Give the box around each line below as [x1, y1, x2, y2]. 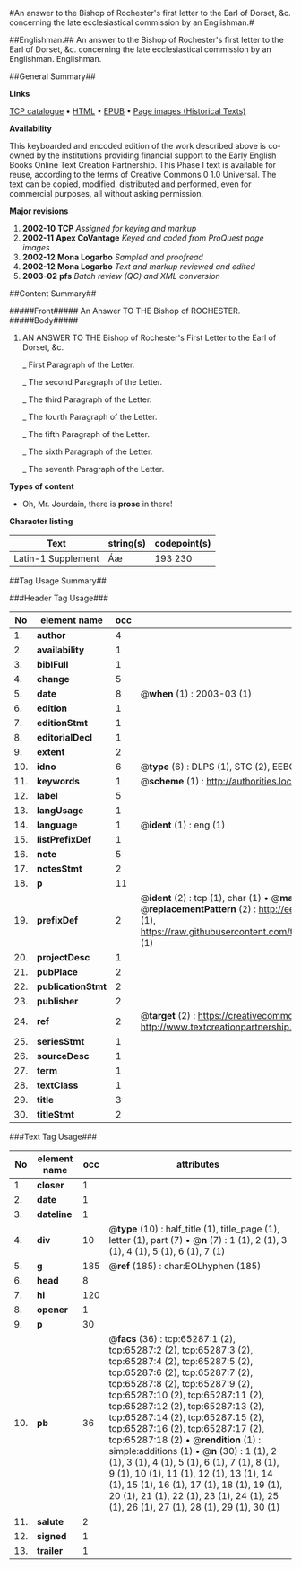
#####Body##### [9, 315, 79, 326]
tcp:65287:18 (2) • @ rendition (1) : [108, 1433, 262, 1446]
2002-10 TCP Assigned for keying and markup [21, 224, 197, 233]
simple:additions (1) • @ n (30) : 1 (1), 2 [108, 1445, 278, 1457]
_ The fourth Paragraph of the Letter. [21, 412, 158, 422]
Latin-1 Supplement [13, 552, 100, 565]
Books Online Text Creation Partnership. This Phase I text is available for [9, 160, 276, 170]
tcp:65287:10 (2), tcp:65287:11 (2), [108, 1389, 265, 1401]
